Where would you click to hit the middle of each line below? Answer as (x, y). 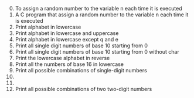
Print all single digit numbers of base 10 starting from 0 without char (97, 52)
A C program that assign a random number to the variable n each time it (102, 15)
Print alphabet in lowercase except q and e (67, 39)
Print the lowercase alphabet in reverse (62, 58)
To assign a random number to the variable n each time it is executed (98, 8)
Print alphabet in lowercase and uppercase (67, 33)
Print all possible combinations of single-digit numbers (81, 70)
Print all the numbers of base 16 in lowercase (69, 64)
